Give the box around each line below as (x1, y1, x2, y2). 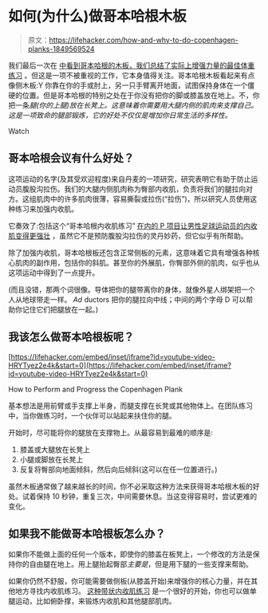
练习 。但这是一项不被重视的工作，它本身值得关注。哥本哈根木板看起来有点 (8, 70, 255, 80)
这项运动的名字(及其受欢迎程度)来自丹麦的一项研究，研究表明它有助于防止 (8, 174, 251, 183)
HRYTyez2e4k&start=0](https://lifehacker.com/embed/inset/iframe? (8, 360, 231, 370)
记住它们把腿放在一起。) (22, 305, 99, 314)
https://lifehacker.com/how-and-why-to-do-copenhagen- (49, 35, 239, 45)
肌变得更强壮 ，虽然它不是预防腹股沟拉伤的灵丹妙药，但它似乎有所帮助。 (8, 230, 248, 240)
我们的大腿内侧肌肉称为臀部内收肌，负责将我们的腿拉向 (63, 184, 246, 194)
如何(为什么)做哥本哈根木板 (8, 7, 187, 26)
